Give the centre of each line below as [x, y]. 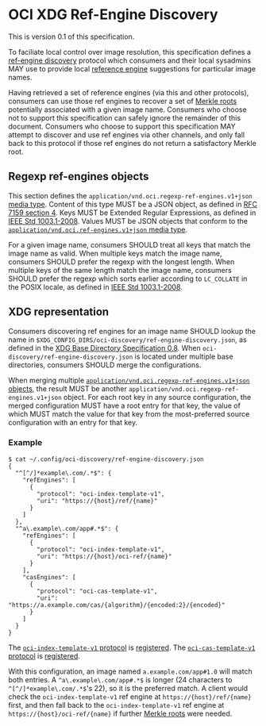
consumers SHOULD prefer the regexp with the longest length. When [121, 261]
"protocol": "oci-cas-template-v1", [97, 591]
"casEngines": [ [50, 577]
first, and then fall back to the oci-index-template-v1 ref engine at [116, 705]
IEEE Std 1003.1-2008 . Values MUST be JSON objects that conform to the [128, 221]
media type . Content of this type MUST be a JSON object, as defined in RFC [133, 204]
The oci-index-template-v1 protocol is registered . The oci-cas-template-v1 [132, 647]
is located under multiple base [184, 356]
